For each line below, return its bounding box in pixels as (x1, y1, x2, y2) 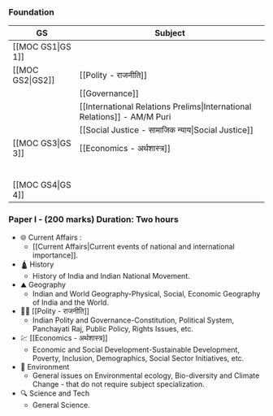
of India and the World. (32, 297, 110, 307)
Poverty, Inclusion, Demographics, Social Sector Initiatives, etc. (32, 353, 245, 363)
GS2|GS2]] (12, 75, 55, 86)
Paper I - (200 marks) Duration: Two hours (8, 214, 179, 225)
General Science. (32, 400, 91, 409)
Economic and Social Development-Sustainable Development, (32, 344, 240, 354)
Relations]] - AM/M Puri (79, 111, 171, 123)
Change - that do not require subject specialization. (32, 379, 205, 388)
